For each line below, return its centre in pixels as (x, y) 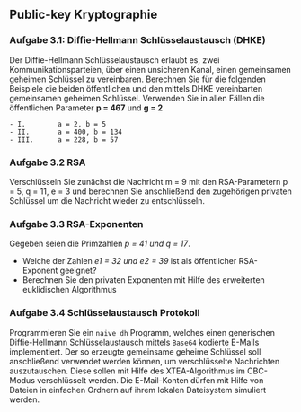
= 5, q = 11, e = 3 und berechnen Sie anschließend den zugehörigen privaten (150, 191)
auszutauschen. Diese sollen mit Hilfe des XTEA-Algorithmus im (127, 371)
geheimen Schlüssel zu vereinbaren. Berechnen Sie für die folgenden (138, 79)
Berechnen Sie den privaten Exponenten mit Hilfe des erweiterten (143, 280)
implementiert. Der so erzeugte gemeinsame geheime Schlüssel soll (135, 351)
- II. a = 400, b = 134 (66, 132)
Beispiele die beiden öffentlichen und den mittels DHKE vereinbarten (136, 88)
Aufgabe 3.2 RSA (48, 162)
